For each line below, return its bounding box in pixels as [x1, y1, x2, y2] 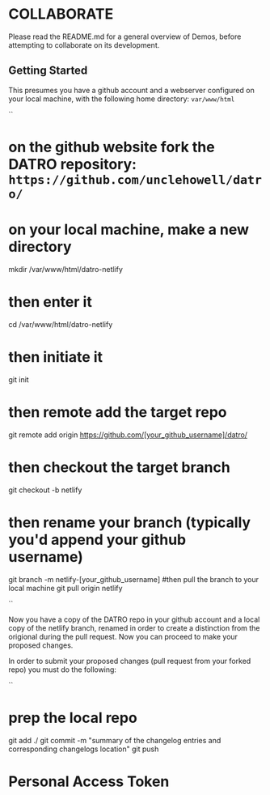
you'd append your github [8, 530, 187, 549]
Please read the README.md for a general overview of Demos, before [8, 32, 242, 41]
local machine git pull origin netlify [8, 583, 123, 593]
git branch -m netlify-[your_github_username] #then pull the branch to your [8, 574, 259, 584]
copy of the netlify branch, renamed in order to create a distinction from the [8, 623, 260, 632]
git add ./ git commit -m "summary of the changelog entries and [8, 735, 221, 745]
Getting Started [8, 64, 88, 78]
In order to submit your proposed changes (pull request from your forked [8, 656, 251, 665]
